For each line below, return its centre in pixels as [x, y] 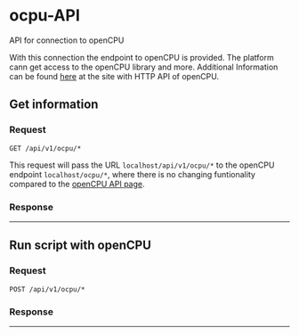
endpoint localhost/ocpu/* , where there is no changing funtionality [133, 174]
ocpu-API [44, 16]
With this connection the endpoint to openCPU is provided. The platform [141, 57]
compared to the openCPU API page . [77, 184]
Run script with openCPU [80, 246]
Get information [54, 105]
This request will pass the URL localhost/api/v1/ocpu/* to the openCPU [142, 165]
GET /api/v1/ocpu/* [45, 148]
